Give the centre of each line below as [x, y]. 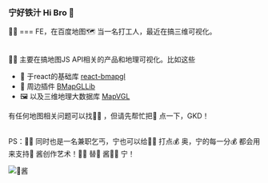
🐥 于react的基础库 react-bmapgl [72, 77]
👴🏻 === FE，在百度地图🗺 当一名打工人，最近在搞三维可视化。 [112, 32]
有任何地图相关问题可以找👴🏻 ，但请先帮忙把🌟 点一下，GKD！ [109, 116]
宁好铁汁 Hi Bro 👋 [41, 12]
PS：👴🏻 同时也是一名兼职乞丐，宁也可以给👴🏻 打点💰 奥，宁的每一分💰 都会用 [134, 141]
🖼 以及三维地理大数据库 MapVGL [75, 97]
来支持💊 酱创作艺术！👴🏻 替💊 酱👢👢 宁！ [72, 154]
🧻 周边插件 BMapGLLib [58, 86]
